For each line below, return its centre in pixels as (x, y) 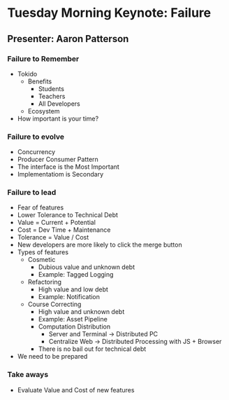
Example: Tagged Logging (76, 275)
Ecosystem (44, 111)
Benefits (40, 81)
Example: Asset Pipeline (73, 319)
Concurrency (36, 152)
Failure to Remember (43, 59)
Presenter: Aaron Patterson (68, 39)
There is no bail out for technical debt (92, 349)
